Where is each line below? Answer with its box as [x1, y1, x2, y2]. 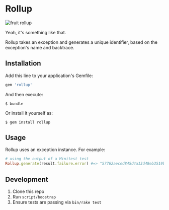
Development [5, 175, 49, 184]
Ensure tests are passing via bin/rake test [12, 199, 102, 205]
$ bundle [5, 101, 24, 106]
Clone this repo [12, 188, 44, 194]
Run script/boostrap [12, 194, 56, 199]
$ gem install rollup [5, 119, 51, 125]
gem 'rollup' [5, 82, 33, 87]
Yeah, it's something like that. [5, 29, 66, 35]
